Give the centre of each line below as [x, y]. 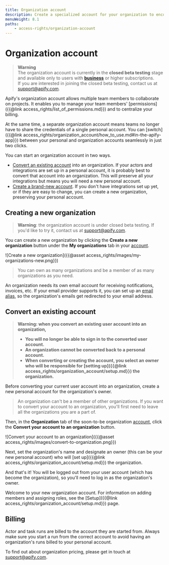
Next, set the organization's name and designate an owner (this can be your [84, 452]
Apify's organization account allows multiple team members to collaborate [82, 99]
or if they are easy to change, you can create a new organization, [80, 192]
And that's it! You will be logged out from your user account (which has [79, 472]
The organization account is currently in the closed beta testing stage [90, 73]
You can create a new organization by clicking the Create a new [71, 240]
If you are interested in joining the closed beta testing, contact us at [87, 83]
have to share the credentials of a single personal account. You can [75, 130]
